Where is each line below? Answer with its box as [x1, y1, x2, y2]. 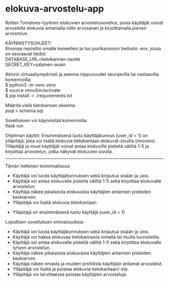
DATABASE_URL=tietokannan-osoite [5, 56, 80, 62]
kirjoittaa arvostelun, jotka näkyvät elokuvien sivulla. [5, 148, 113, 154]
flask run [5, 123, 24, 129]
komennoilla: [5, 76, 32, 82]
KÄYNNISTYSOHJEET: [5, 40, 52, 46]
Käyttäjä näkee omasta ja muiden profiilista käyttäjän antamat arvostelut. [12, 260, 163, 266]
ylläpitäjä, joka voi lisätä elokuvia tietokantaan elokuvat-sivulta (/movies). [5, 138, 156, 144]
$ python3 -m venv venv [5, 81, 56, 88]
